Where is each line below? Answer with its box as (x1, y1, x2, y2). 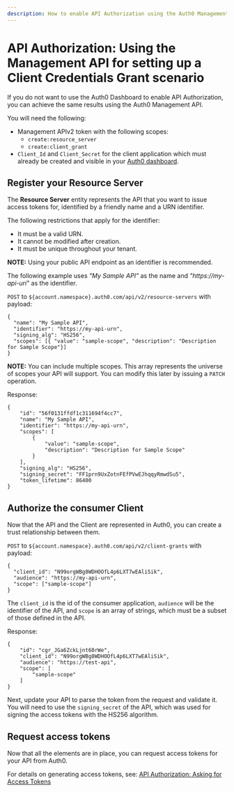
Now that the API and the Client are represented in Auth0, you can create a (7, 520, 221, 529)
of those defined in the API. (7, 614, 86, 622)
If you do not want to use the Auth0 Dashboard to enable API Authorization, (7, 93, 224, 101)
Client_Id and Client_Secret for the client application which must (17, 149, 207, 157)
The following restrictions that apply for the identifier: (7, 217, 160, 225)
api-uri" (7, 279, 30, 288)
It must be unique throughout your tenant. (17, 244, 138, 253)
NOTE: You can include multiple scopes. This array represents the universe (7, 362, 223, 371)
